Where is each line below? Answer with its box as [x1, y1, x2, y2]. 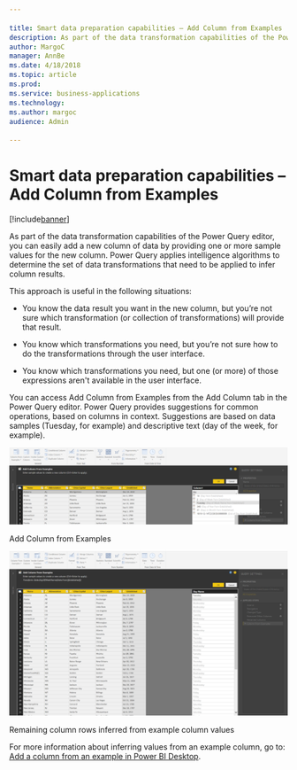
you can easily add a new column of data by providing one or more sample [9, 240, 281, 252]
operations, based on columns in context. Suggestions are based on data [9, 411, 276, 422]
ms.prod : [9, 80, 42, 89]
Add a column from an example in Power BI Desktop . [9, 751, 202, 761]
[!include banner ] [9, 214, 70, 225]
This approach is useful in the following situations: [9, 286, 192, 297]
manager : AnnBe [9, 51, 65, 61]
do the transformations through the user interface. [21, 348, 205, 359]
